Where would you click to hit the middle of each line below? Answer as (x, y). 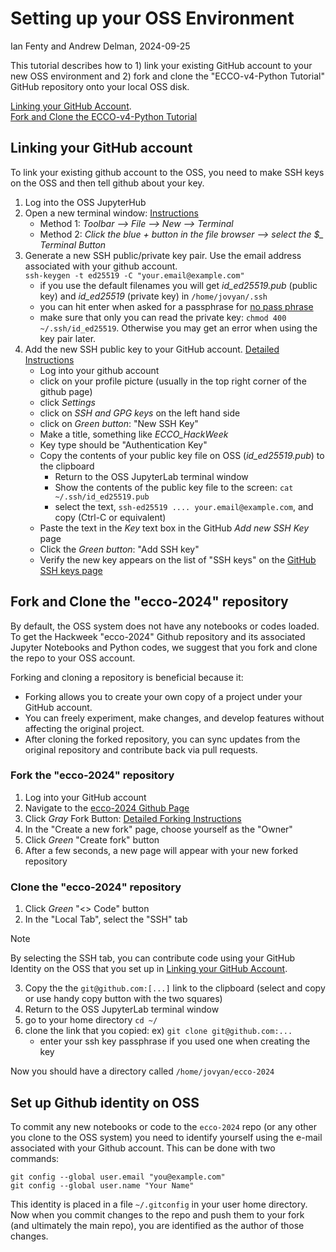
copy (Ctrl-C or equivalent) (110, 517)
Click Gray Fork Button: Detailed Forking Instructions (133, 818)
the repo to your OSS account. (73, 658)
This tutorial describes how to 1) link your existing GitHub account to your (161, 65)
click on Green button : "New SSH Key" (119, 423)
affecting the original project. (84, 728)
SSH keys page (71, 570)
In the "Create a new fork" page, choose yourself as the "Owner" (158, 829)
